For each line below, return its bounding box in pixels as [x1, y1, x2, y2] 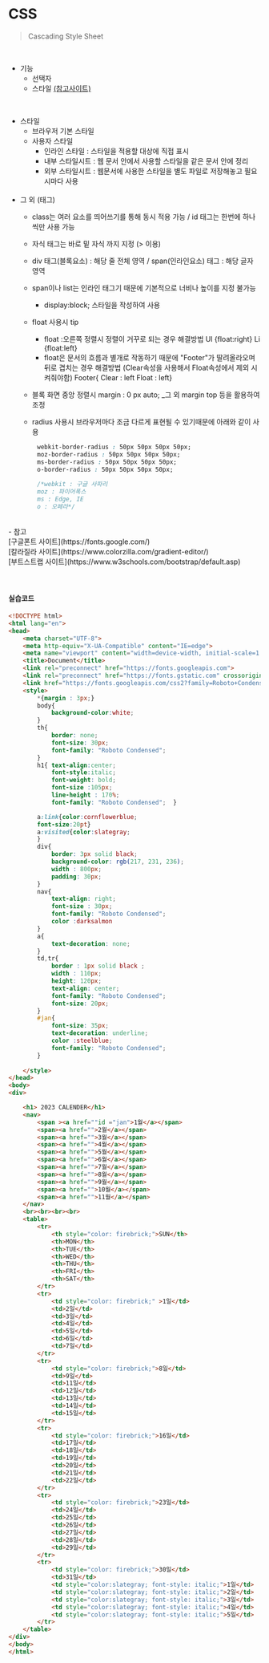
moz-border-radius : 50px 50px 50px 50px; [37, 450, 181, 458]
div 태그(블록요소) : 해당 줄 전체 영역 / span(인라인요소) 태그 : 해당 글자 [31, 256, 254, 266]
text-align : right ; [50, 895, 116, 903]
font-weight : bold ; [50, 776, 116, 785]
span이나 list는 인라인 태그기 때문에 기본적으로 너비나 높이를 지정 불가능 [31, 282, 256, 293]
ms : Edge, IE [37, 495, 84, 504]
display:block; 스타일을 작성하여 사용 [43, 300, 161, 310]
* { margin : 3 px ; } [37, 694, 94, 702]
